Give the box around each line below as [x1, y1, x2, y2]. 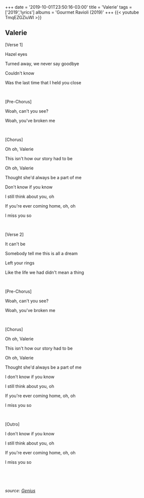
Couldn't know [5, 70, 35, 76]
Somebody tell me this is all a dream [5, 250, 78, 256]
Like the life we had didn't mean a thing [5, 269, 84, 275]
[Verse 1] [5, 42, 23, 47]
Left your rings [5, 260, 35, 266]
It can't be [5, 241, 26, 247]
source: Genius [5, 487, 36, 494]
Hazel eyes [5, 51, 28, 57]
